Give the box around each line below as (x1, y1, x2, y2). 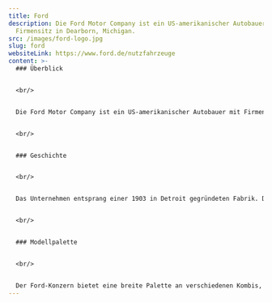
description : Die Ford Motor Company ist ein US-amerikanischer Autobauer (8, 19, 266, 28)
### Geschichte (15, 151, 67, 160)
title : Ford (8, 11, 49, 20)
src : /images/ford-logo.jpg (8, 34, 104, 43)
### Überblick (15, 65, 63, 73)
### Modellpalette (15, 238, 79, 246)
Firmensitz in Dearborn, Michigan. (15, 27, 136, 35)
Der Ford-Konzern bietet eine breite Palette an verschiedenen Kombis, (15, 281, 263, 290)
